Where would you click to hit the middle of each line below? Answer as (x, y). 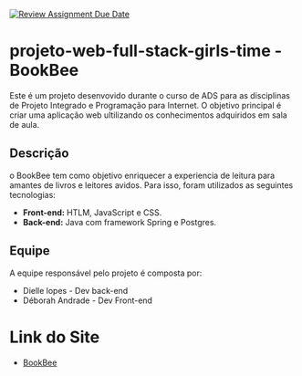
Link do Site (55, 337)
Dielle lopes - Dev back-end (75, 290)
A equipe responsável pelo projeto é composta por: (106, 273)
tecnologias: (33, 194)
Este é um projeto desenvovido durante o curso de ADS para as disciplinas (150, 95)
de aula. (25, 124)
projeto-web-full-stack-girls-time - (146, 51)
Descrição (39, 154)
